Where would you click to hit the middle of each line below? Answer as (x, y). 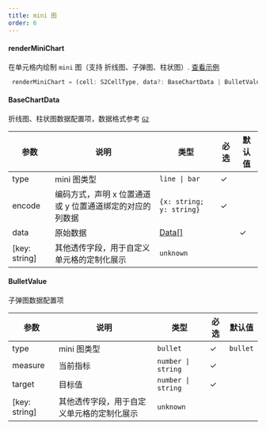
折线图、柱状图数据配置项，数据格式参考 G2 (79, 118)
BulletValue (28, 282)
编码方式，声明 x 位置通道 (103, 194)
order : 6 (23, 23)
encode (27, 205)
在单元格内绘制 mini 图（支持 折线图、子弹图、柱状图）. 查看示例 (114, 67)
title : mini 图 (32, 15)
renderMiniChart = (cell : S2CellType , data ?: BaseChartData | (116, 82)
